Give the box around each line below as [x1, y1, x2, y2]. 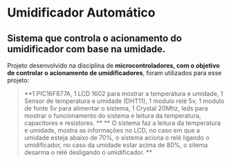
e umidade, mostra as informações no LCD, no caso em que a [24, 126, 201, 134]
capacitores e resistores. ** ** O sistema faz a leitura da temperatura [24, 119, 221, 127]
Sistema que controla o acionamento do [7, 32, 182, 44]
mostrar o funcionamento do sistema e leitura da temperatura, [24, 112, 202, 119]
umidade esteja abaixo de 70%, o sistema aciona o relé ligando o [24, 133, 210, 142]
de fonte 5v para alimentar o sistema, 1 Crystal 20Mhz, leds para [24, 104, 209, 112]
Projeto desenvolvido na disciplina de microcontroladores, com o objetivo [7, 61, 220, 70]
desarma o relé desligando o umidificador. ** [24, 148, 153, 156]
